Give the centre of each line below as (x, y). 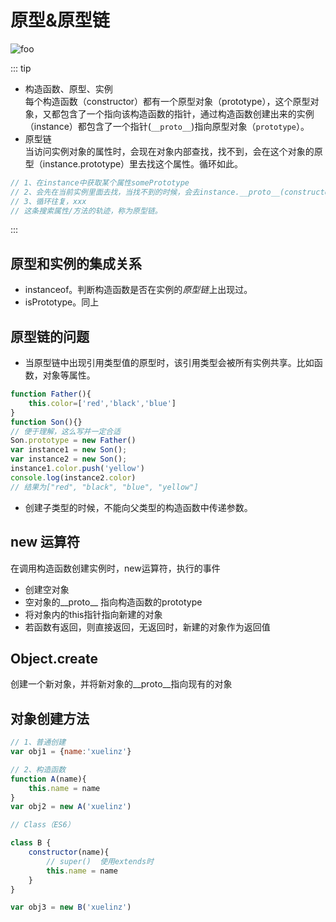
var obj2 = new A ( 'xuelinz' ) (71, 807)
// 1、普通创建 (38, 742)
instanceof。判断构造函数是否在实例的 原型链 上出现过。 (138, 290)
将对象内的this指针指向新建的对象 (93, 614)
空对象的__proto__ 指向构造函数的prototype (113, 602)
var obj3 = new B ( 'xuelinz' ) (71, 907)
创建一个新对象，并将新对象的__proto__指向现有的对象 (121, 684)
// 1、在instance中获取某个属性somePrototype (100, 182)
